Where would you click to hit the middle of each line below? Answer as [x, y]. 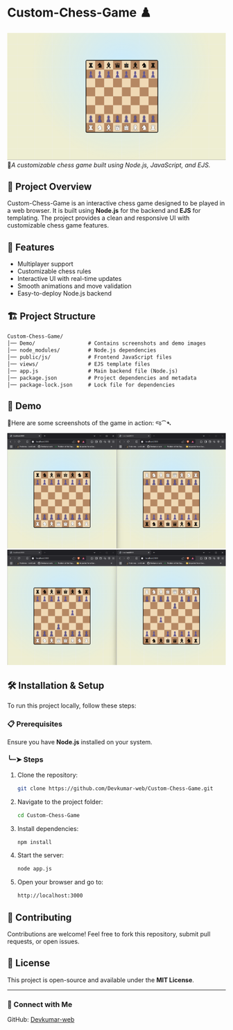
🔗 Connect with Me [40, 1004]
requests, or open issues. [43, 941]
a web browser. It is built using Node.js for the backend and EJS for [104, 211]
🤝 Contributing [40, 917]
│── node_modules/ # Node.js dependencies [82, 350]
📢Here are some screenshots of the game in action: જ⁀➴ [89, 422]
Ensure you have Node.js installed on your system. [80, 741]
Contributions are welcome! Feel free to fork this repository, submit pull [109, 934]
